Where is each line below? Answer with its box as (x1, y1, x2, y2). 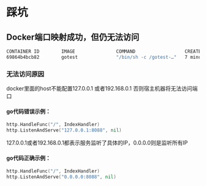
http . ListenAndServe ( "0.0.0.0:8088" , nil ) (6, 174, 116, 180)
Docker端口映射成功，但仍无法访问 (6, 32, 140, 42)
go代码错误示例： (6, 108, 51, 115)
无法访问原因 (6, 70, 45, 78)
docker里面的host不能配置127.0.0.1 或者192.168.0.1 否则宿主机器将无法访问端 (6, 85, 198, 92)
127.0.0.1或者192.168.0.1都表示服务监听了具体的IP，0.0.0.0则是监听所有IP (6, 139, 188, 146)
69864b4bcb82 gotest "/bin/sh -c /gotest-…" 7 (6, 54, 188, 60)
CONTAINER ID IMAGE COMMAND (6, 48, 136, 54)
